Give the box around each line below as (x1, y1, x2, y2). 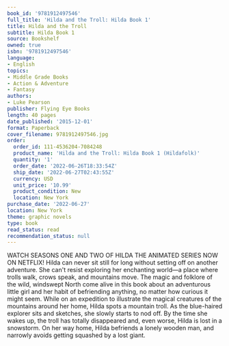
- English (7, 61, 36, 68)
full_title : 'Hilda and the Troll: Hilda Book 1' (7, 16, 152, 23)
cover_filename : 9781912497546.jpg (7, 131, 109, 137)
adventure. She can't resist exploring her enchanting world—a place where (7, 266, 219, 274)
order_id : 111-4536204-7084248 (13, 144, 103, 150)
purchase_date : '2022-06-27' (7, 201, 90, 208)
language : (7, 55, 36, 62)
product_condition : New (13, 188, 81, 195)
